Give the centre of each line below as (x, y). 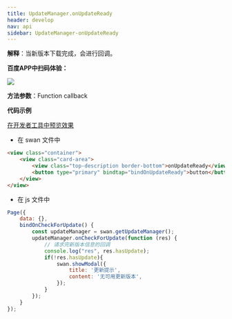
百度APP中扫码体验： (38, 68)
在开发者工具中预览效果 (40, 125)
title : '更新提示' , (95, 271)
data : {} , (34, 219)
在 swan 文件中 (39, 140)
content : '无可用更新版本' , (106, 277)
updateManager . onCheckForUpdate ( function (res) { (105, 238)
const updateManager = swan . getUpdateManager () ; (103, 232)
